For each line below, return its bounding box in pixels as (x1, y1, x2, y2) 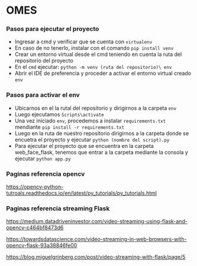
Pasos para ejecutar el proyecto (6, 25, 99, 33)
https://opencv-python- (6, 183, 64, 191)
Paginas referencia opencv (6, 170, 85, 178)
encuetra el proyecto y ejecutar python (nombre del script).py (14, 136, 170, 143)
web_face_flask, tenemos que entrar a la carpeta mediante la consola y (14, 148, 188, 156)
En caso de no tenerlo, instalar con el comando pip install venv (14, 45, 174, 52)
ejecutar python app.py (14, 155, 71, 162)
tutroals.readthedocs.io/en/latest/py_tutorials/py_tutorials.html (6, 189, 157, 197)
